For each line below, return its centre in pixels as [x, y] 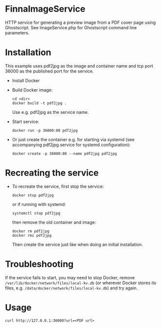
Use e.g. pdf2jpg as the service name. [50, 112]
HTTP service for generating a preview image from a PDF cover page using [80, 22]
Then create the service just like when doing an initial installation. [77, 244]
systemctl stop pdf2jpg [36, 213]
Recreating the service [52, 173]
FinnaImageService [45, 9]
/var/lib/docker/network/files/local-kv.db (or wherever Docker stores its [81, 283]
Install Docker [26, 80]
